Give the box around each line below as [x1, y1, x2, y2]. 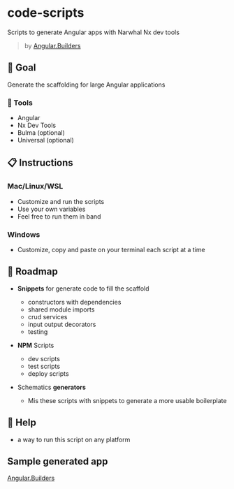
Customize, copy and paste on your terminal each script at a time [17, 246, 205, 254]
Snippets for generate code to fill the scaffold [17, 284, 149, 293]
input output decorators [27, 320, 96, 328]
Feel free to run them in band [17, 212, 101, 221]
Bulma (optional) [17, 129, 65, 137]
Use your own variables [17, 205, 86, 213]
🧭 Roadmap [7, 265, 58, 277]
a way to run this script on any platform [17, 435, 131, 444]
